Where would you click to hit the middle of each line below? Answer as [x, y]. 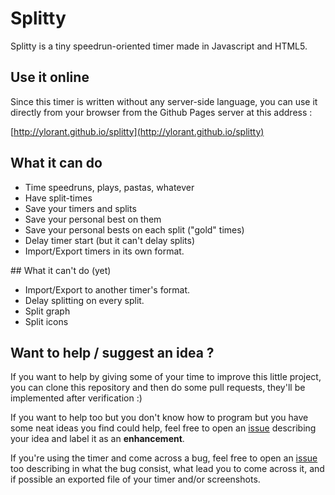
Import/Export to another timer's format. [107, 289]
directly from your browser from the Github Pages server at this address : [161, 112]
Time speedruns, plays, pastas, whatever [109, 187]
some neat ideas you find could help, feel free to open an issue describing [163, 428]
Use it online [50, 77]
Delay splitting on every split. [84, 300]
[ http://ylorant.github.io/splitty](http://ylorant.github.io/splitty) [137, 131]
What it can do [56, 163]
